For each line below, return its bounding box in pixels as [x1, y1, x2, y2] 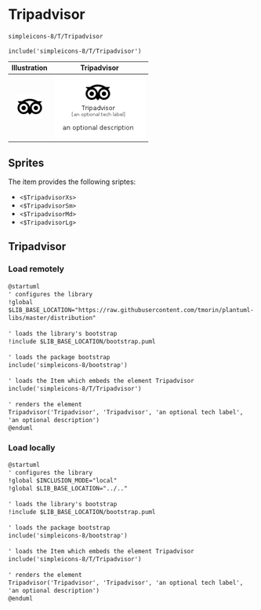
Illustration [11, 63, 49, 72]
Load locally [8, 442, 56, 453]
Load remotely [8, 263, 65, 274]
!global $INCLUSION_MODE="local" [8, 476, 118, 484]
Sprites [8, 156, 45, 170]
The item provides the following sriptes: [8, 177, 136, 186]
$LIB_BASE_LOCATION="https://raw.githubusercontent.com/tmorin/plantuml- [8, 306, 255, 314]
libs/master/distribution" [8, 314, 96, 322]
